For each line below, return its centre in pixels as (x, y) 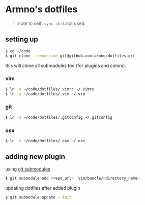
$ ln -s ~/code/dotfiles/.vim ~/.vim (45, 94)
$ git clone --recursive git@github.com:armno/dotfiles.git (70, 56)
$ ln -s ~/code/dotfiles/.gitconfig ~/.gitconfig (59, 117)
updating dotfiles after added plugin (43, 188)
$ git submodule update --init (38, 197)
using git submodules (28, 169)
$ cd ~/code (18, 51)
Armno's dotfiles (41, 9)
